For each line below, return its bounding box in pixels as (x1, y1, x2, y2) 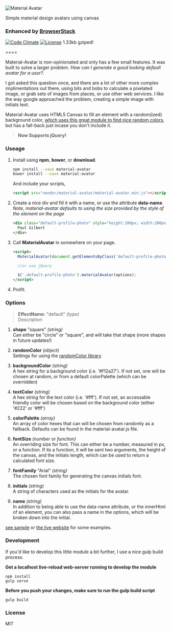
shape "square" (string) (12, 326, 63, 332)
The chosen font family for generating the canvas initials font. (12, 473, 142, 479)
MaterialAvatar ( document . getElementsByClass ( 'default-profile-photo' (17, 254, 168, 259)
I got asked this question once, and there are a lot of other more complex (5, 80, 159, 86)
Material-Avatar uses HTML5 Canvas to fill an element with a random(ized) (5, 112, 162, 118)
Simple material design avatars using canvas (5, 15, 100, 21)
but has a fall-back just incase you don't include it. (5, 122, 111, 128)
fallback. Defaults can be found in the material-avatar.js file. (12, 426, 139, 432)
